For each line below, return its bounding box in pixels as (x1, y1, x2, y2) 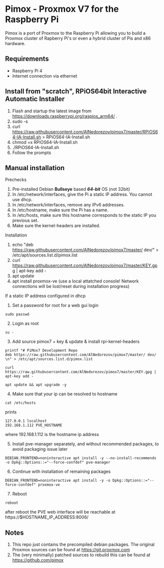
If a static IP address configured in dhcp (5, 293, 86, 299)
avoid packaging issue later (12, 446, 68, 452)
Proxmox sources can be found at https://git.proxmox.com (12, 547, 130, 553)
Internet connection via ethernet (12, 73, 77, 79)
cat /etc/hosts (5, 401, 36, 406)
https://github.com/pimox (12, 557, 64, 563)
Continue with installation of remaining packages (12, 468, 111, 474)
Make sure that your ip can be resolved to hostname (12, 391, 117, 397)
